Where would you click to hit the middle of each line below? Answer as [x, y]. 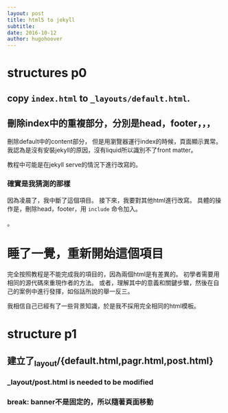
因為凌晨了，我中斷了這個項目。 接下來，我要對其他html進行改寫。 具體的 [111, 200]
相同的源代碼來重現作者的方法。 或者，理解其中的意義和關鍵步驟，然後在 [110, 282]
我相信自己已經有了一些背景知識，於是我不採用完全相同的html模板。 [104, 306]
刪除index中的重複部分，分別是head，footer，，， [111, 123]
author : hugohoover [35, 39]
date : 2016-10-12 [32, 33]
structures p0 [47, 73]
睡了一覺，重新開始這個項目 [85, 254]
